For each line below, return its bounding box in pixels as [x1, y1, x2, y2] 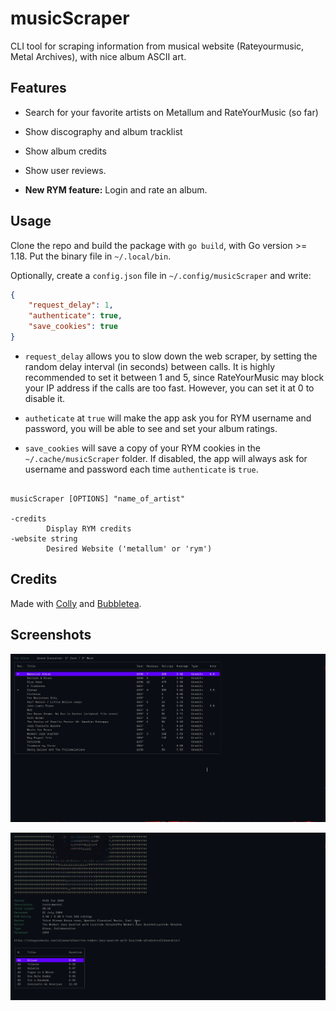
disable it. [24, 392, 66, 404]
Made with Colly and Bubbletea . [10, 597, 142, 609]
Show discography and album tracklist [24, 125, 183, 137]
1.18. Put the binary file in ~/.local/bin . [10, 250, 172, 262]
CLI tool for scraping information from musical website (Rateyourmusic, [10, 40, 305, 52]
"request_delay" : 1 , [28, 300, 114, 311]
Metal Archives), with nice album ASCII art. [10, 50, 187, 62]
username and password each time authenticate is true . [24, 463, 259, 475]
